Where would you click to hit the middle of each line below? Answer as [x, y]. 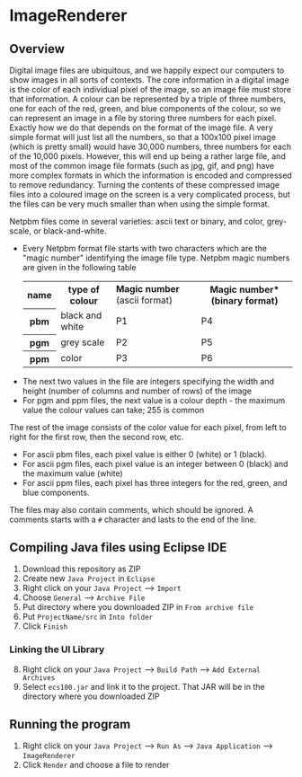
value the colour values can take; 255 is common [113, 410]
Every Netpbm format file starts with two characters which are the [145, 248]
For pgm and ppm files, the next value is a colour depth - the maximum [154, 400]
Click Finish [45, 626]
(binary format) [244, 300]
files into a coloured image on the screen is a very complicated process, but [150, 194]
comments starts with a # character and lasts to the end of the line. [133, 519]
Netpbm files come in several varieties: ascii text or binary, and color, [137, 221]
